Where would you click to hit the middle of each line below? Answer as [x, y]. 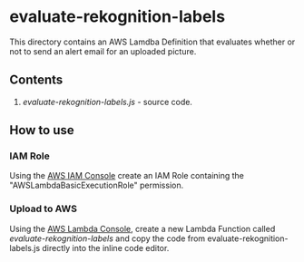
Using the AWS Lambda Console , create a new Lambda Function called [142, 228]
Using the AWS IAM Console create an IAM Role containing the [127, 176]
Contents [36, 80]
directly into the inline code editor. [106, 247]
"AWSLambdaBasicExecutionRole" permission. [97, 185]
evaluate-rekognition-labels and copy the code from [108, 238]
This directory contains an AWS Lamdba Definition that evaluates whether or [152, 42]
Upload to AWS [43, 209]
